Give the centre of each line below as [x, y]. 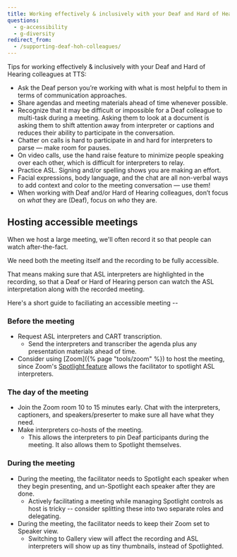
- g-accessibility [41, 27]
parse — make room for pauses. [64, 148]
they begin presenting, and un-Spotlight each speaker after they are [116, 486]
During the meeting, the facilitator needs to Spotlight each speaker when [123, 478]
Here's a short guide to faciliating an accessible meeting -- [93, 302]
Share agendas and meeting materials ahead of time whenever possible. [122, 103]
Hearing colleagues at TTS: [47, 74]
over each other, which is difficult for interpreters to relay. [101, 163]
